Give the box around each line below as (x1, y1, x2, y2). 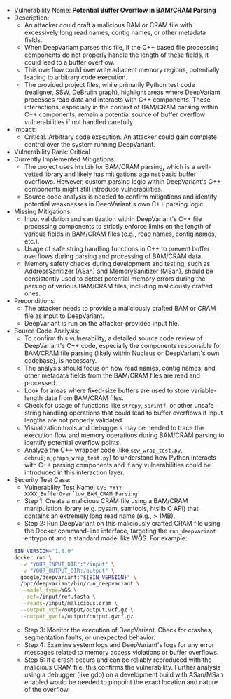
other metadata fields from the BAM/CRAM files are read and (24, 371, 201, 380)
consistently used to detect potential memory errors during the (24, 274, 206, 283)
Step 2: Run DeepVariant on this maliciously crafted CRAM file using (24, 519, 220, 527)
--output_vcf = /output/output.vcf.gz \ (20, 606, 134, 613)
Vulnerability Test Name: (24, 484, 96, 491)
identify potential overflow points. (24, 439, 121, 446)
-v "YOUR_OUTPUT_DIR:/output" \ (20, 567, 115, 574)
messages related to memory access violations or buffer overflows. (24, 648, 219, 656)
